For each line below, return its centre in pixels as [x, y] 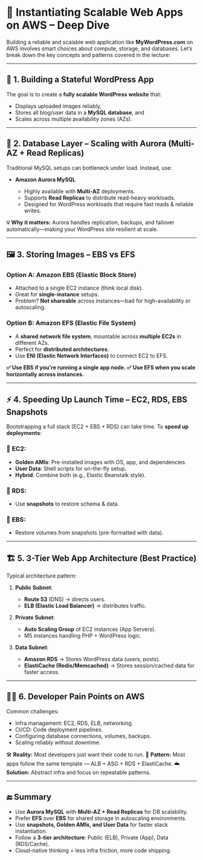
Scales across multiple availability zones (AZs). [73, 119]
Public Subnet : [34, 588]
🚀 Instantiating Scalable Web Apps [95, 12]
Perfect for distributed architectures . [62, 349]
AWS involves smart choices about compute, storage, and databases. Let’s [99, 48]
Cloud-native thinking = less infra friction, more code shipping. [93, 850]
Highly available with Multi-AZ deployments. [79, 191]
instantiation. [31, 831]
